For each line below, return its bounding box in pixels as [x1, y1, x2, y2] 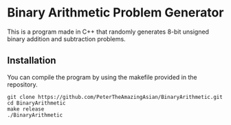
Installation [7, 55, 56, 67]
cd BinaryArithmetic [7, 100, 67, 106]
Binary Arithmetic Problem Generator [7, 5, 224, 21]
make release [7, 105, 45, 113]
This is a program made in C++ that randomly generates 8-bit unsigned [7, 27, 210, 36]
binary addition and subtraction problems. [7, 34, 126, 43]
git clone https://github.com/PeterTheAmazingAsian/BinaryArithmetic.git [7, 93, 223, 100]
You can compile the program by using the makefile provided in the [7, 73, 197, 81]
